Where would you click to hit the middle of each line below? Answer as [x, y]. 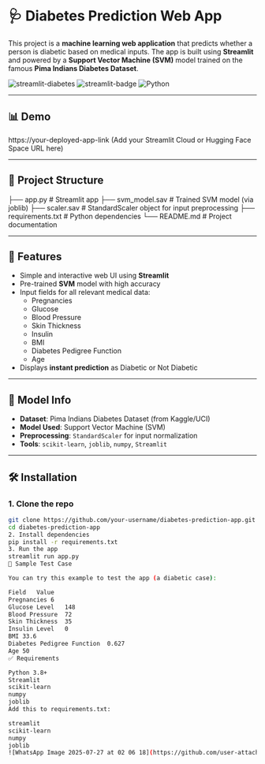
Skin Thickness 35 [40, 622]
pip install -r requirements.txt [63, 542]
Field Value [32, 592]
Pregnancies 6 [32, 600]
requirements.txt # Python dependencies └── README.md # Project [120, 216]
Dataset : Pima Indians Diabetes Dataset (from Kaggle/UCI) [115, 419]
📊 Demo [30, 117]
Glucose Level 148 [42, 607]
